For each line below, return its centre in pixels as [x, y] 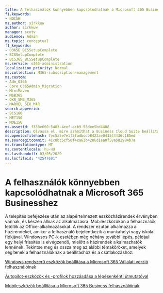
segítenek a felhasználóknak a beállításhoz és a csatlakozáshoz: [69, 252]
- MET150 [14, 118]
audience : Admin [21, 37]
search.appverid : [23, 109]
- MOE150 [14, 122]
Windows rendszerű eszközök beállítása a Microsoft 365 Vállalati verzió [77, 262]
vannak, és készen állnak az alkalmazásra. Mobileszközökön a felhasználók [81, 222]
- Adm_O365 [16, 81]
